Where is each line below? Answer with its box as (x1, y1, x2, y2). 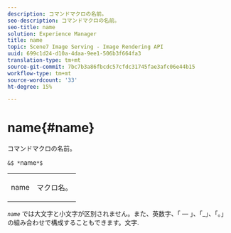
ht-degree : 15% (7, 83, 53, 90)
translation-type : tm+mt (7, 57, 81, 64)
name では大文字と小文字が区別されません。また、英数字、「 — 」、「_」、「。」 (7, 210, 227, 218)
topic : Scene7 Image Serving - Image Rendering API (7, 43, 163, 50)
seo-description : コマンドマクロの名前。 (7, 17, 120, 24)
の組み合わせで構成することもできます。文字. (7, 218, 140, 227)
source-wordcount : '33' (7, 76, 78, 84)
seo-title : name (7, 23, 55, 31)
